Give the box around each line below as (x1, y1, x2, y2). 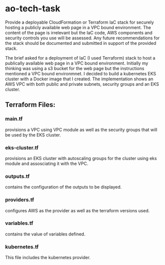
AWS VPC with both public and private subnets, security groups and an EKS (5, 81, 159, 87)
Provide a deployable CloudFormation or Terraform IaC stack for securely (5, 19, 154, 25)
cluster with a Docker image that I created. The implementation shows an (5, 76, 154, 82)
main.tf (5, 115, 23, 122)
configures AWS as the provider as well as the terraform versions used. (5, 207, 150, 213)
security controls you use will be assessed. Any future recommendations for (5, 35, 160, 41)
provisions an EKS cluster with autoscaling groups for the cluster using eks (5, 155, 157, 161)
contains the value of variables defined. (5, 231, 86, 237)
